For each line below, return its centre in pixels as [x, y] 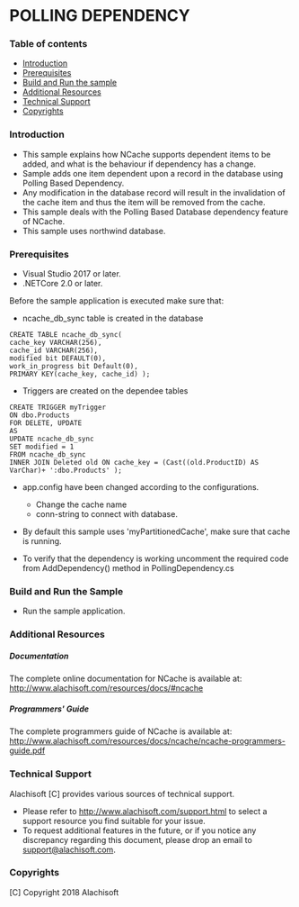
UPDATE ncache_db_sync [52, 439]
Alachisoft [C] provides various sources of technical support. [122, 794]
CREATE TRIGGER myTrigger [57, 408]
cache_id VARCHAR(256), [54, 351]
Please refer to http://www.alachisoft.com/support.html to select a [145, 811]
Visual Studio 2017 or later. [71, 274]
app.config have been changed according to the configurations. [141, 487]
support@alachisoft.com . [69, 849]
